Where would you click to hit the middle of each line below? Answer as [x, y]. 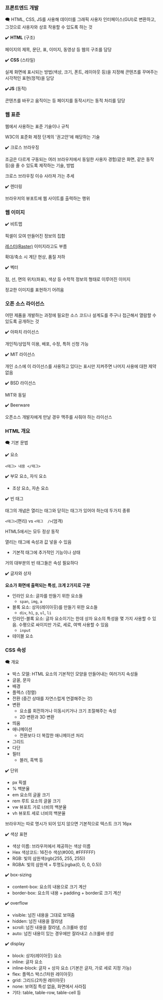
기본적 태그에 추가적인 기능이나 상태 [46, 553]
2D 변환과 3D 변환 [37, 717]
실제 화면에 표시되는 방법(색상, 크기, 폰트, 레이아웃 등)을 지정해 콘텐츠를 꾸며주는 [81, 72]
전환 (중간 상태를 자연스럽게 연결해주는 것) [52, 698]
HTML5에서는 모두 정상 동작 [32, 531]
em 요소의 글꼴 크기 [31, 795]
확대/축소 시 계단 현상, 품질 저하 [35, 256]
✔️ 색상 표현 [16, 834]
